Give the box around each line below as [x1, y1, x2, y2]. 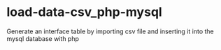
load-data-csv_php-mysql [6, 4, 162, 20]
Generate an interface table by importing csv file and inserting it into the [6, 27, 214, 35]
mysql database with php [6, 34, 80, 42]
